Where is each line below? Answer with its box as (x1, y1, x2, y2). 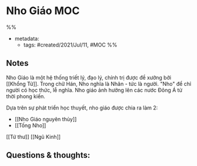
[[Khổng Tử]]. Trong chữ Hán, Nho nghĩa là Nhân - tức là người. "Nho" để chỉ (6, 80, 192, 87)
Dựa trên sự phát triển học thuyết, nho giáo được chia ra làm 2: (6, 104, 158, 111)
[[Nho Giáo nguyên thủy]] (14, 115, 77, 122)
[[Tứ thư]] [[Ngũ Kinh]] (6, 133, 61, 140)
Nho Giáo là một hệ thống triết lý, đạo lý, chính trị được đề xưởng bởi (6, 74, 172, 81)
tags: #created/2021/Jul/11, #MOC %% (23, 41, 118, 48)
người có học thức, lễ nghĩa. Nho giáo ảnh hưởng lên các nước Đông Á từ (6, 87, 183, 94)
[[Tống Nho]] (14, 122, 46, 129)
